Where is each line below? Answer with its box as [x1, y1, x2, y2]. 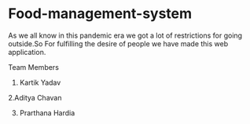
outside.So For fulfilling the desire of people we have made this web [8, 38, 229, 48]
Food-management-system [8, 5, 193, 23]
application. [8, 47, 46, 57]
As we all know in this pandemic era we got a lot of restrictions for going [8, 31, 242, 40]
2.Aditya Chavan [8, 93, 62, 102]
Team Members [8, 62, 59, 71]
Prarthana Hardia [19, 108, 75, 118]
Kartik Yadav [19, 78, 61, 87]
